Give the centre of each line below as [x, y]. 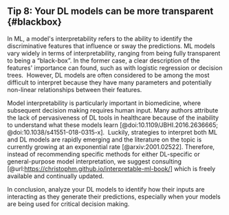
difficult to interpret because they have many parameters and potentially [109, 82]
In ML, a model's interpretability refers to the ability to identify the [100, 38]
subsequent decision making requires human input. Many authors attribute [113, 110]
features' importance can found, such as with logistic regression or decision [115, 67]
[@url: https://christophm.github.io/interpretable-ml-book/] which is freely [111, 168]
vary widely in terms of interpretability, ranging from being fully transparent [114, 53]
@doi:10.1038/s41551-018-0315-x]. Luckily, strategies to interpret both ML [112, 132]
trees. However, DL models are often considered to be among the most [108, 75]
